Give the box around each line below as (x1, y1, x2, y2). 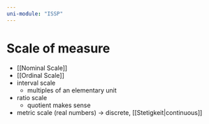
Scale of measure (6, 40, 110, 56)
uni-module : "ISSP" (6, 10, 64, 18)
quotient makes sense (27, 101, 92, 109)
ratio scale (16, 93, 48, 102)
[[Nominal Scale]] (16, 64, 68, 72)
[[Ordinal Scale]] (16, 71, 64, 79)
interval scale (16, 78, 56, 87)
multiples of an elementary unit (27, 85, 117, 95)
